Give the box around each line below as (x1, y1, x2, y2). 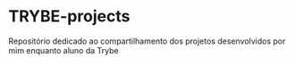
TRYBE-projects (8, 6, 131, 27)
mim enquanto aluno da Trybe (8, 45, 119, 55)
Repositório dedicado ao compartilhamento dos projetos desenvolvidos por (8, 36, 286, 46)
